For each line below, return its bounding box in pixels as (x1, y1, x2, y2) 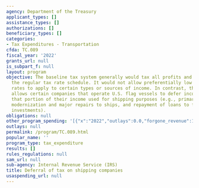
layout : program (6, 69, 46, 75)
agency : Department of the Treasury (6, 8, 97, 15)
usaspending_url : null (6, 173, 62, 179)
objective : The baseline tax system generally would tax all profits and (6, 74, 192, 80)
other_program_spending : (6, 118, 68, 124)
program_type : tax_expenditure (6, 140, 84, 146)
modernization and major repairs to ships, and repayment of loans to (11, 101, 190, 108)
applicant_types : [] (6, 14, 57, 20)
